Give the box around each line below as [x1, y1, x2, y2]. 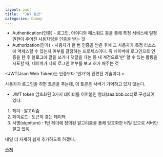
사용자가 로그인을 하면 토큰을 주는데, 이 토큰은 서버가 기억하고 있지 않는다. [5, 81, 145, 87]
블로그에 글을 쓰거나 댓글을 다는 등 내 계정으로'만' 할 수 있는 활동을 [31, 54, 158, 60]
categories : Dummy [5, 16, 42, 21]
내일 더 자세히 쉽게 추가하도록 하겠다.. [5, 137, 77, 142]
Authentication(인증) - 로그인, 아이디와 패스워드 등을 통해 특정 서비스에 [12, 30, 148, 36]
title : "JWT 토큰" [5, 12, 43, 17]
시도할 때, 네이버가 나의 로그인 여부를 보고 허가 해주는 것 [12, 60, 119, 66]
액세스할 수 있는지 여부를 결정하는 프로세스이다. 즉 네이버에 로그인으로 [17, 48, 150, 54]
